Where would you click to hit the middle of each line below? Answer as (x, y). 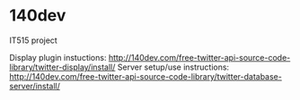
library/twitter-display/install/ (62, 67)
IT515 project (34, 40)
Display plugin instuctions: (58, 57)
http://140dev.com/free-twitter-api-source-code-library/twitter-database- (146, 76)
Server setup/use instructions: (173, 67)
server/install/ (35, 86)
